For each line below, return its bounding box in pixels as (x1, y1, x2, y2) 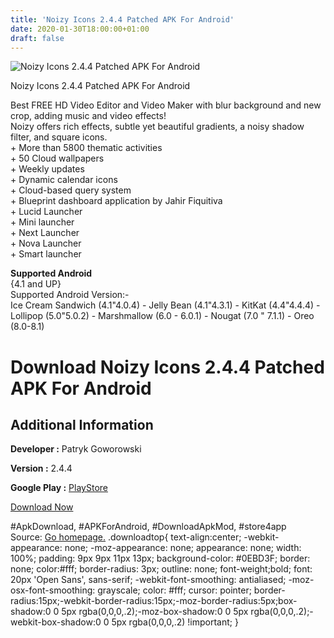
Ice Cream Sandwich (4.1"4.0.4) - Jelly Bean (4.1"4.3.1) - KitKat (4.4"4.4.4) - (10, 299, 321, 311)
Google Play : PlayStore (10, 482, 108, 494)
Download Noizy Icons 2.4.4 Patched (10, 356, 325, 378)
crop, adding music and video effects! (10, 110, 167, 122)
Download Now (10, 501, 74, 513)
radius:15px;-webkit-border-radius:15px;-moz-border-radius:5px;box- (10, 595, 298, 607)
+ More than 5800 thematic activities (10, 142, 163, 154)
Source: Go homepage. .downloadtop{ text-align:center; (10, 531, 242, 543)
